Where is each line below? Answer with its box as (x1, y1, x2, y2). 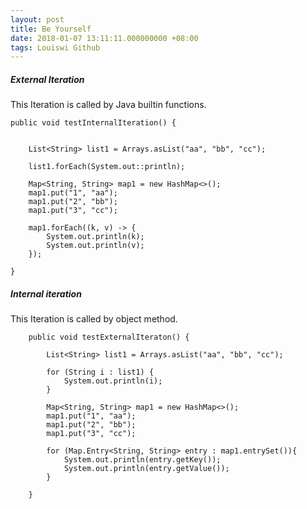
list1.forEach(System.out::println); (28, 162, 186, 172)
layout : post (10, 14, 65, 25)
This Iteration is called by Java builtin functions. (10, 99, 207, 111)
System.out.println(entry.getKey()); (63, 455, 222, 465)
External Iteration (10, 73, 85, 85)
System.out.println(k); (46, 232, 145, 242)
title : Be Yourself (10, 24, 92, 34)
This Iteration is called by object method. (10, 313, 178, 325)
